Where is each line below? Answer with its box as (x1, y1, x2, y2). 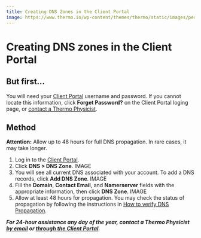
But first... (6, 77, 45, 87)
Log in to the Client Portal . (14, 156, 80, 163)
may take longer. (6, 145, 47, 152)
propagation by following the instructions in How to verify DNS (14, 201, 169, 208)
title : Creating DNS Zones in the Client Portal (6, 8, 130, 15)
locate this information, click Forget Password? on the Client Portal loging (6, 99, 188, 106)
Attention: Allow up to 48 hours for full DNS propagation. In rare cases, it (6, 138, 187, 145)
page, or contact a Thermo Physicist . (6, 105, 98, 112)
